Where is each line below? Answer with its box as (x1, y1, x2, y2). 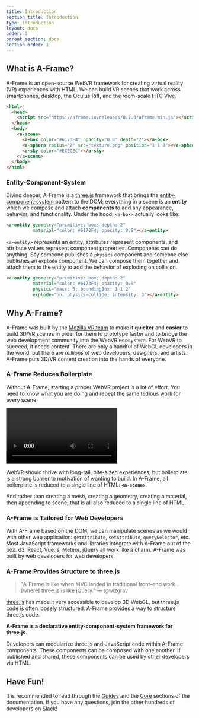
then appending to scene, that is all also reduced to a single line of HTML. (6, 499, 186, 506)
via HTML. (6, 659, 31, 666)
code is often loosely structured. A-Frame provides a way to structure (6, 605, 176, 612)
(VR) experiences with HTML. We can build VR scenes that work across (6, 85, 181, 93)
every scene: (6, 396, 38, 404)
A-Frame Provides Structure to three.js (6, 567, 120, 576)
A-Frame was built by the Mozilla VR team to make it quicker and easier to (6, 324, 188, 331)
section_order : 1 (6, 42, 49, 48)
